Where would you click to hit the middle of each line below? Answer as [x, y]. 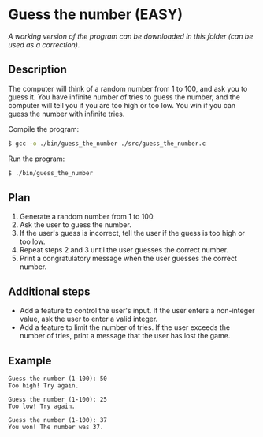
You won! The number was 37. [56, 427]
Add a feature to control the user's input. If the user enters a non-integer [137, 311]
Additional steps [49, 291]
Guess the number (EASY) [96, 15]
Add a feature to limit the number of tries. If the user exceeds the [125, 327]
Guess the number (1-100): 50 [58, 379]
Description [37, 70]
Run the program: [37, 159]
